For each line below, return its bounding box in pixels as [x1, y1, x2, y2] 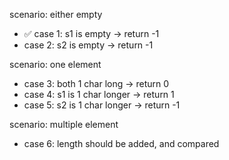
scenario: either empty [9, 9, 103, 20]
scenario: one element [9, 59, 102, 70]
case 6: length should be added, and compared [23, 138, 220, 149]
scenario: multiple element [9, 119, 119, 130]
